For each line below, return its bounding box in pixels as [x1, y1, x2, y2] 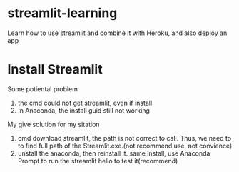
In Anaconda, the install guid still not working [17, 106, 150, 115]
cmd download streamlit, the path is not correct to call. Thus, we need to [17, 133, 232, 142]
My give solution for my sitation [7, 120, 100, 128]
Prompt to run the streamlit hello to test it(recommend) [17, 156, 178, 165]
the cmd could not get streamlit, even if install [17, 98, 153, 107]
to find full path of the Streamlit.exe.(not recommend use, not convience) [17, 141, 233, 150]
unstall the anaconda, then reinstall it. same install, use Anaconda [17, 148, 210, 158]
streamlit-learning [7, 5, 118, 21]
